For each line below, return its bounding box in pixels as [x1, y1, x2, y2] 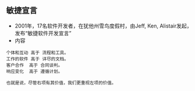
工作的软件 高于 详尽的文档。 [6, 56, 69, 62]
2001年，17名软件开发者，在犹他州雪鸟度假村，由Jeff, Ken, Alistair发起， [14, 22, 192, 29]
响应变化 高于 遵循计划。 [6, 68, 63, 75]
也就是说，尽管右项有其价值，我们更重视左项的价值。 [6, 80, 116, 86]
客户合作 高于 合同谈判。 [6, 62, 63, 68]
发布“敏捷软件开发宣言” [14, 29, 72, 36]
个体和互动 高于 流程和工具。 [6, 49, 69, 56]
